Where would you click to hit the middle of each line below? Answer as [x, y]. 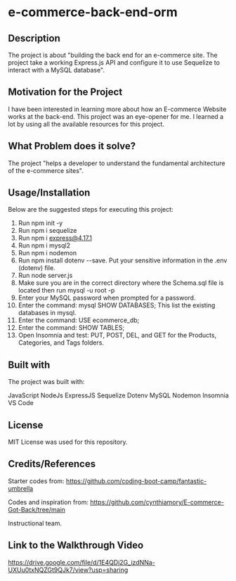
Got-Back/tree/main [37, 509]
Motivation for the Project [65, 92]
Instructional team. [35, 523]
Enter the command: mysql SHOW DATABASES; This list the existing [117, 305]
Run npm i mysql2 [44, 245]
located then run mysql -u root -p [66, 290]
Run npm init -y [40, 223]
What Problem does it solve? [72, 146]
